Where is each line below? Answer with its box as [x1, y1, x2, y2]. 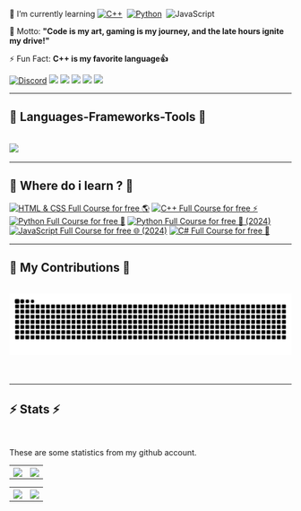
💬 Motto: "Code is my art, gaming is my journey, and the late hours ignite [9, 26, 284, 36]
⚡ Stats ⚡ [9, 402, 61, 417]
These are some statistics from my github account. [9, 447, 197, 457]
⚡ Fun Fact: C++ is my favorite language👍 [9, 54, 168, 64]
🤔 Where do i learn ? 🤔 [9, 178, 134, 194]
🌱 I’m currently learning [9, 9, 96, 19]
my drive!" [9, 36, 50, 46]
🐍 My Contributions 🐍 [9, 260, 131, 275]
